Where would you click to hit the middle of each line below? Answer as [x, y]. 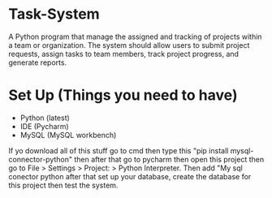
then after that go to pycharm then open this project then [169, 159]
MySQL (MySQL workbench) [68, 135]
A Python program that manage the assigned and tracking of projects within [135, 37]
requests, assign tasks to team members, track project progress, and [124, 54]
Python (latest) [45, 118]
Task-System [54, 14]
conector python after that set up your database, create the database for [130, 176]
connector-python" [41, 159]
